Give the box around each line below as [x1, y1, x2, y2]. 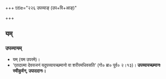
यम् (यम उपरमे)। [12, 56, 40, 62]
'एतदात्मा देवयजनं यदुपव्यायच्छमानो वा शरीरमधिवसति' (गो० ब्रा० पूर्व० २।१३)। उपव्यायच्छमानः [12, 62, 161, 68]
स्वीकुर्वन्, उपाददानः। [12, 67, 47, 73]
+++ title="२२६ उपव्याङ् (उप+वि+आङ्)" [5, 5, 77, 11]
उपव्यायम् [5, 45, 22, 52]
